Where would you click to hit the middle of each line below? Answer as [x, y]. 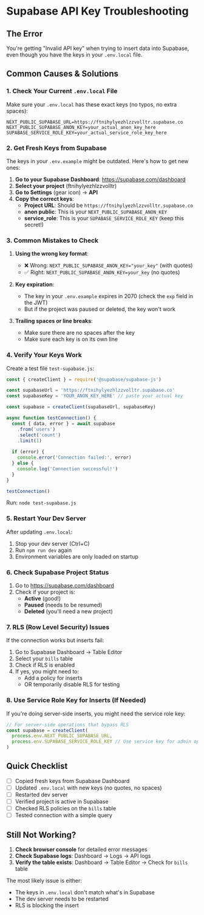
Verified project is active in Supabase [62, 802]
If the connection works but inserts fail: [55, 641]
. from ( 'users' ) [36, 429]
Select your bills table [44, 659]
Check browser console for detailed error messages [81, 849]
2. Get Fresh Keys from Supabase [57, 148]
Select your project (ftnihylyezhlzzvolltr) [66, 186]
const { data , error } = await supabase [63, 423]
